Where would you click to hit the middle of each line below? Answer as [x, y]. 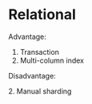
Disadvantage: [32, 75]
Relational [42, 15]
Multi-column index [52, 60]
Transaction [40, 52]
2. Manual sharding [40, 91]
